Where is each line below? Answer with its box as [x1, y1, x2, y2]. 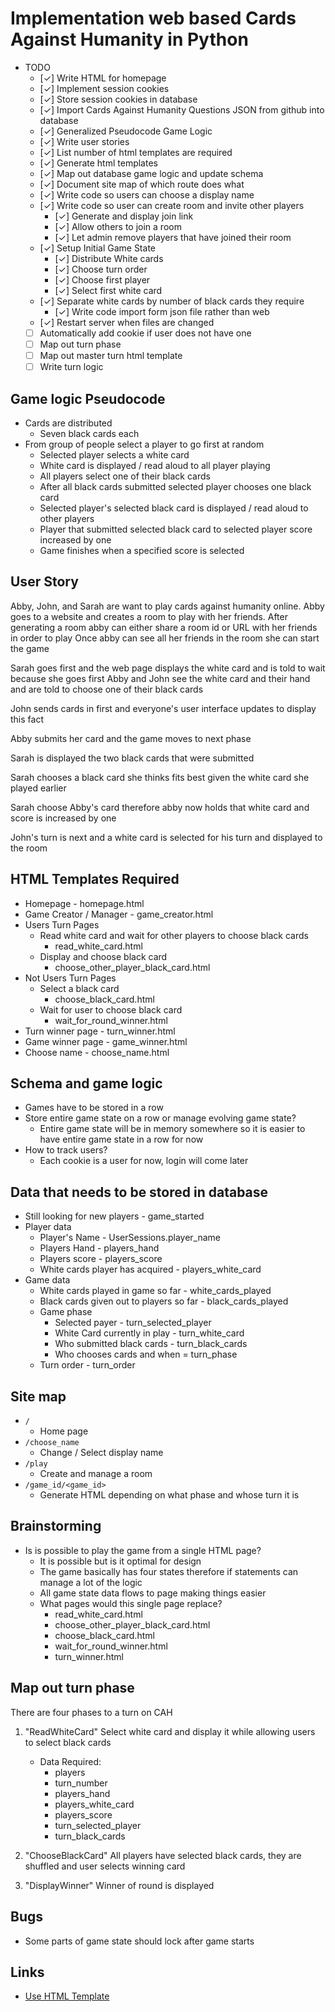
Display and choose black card [39, 950, 168, 962]
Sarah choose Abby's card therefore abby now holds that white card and [10, 801, 310, 813]
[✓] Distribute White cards [54, 252, 164, 264]
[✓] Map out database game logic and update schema [39, 167, 264, 179]
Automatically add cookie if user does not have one [39, 327, 252, 339]
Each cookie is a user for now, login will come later [39, 1155, 249, 1167]
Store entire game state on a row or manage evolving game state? [24, 1112, 297, 1124]
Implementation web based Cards [10, 7, 297, 30]
